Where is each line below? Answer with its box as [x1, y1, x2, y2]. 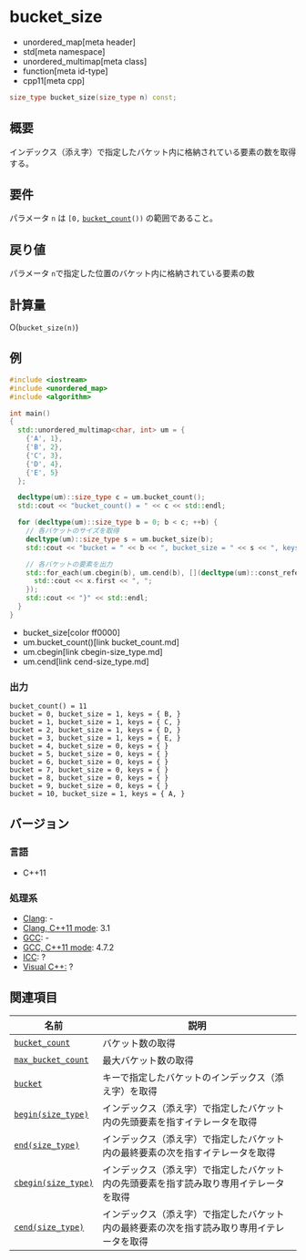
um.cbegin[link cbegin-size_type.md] [22, 646, 163, 657]
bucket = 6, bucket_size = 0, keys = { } [9, 758, 169, 767]
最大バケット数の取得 [102, 1054, 194, 1067]
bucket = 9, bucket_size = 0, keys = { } [9, 782, 169, 791]
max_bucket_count [14, 1054, 89, 1065]
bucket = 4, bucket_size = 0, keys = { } [9, 742, 169, 751]
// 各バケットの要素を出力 [25, 559, 113, 569]
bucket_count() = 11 [9, 702, 88, 712]
